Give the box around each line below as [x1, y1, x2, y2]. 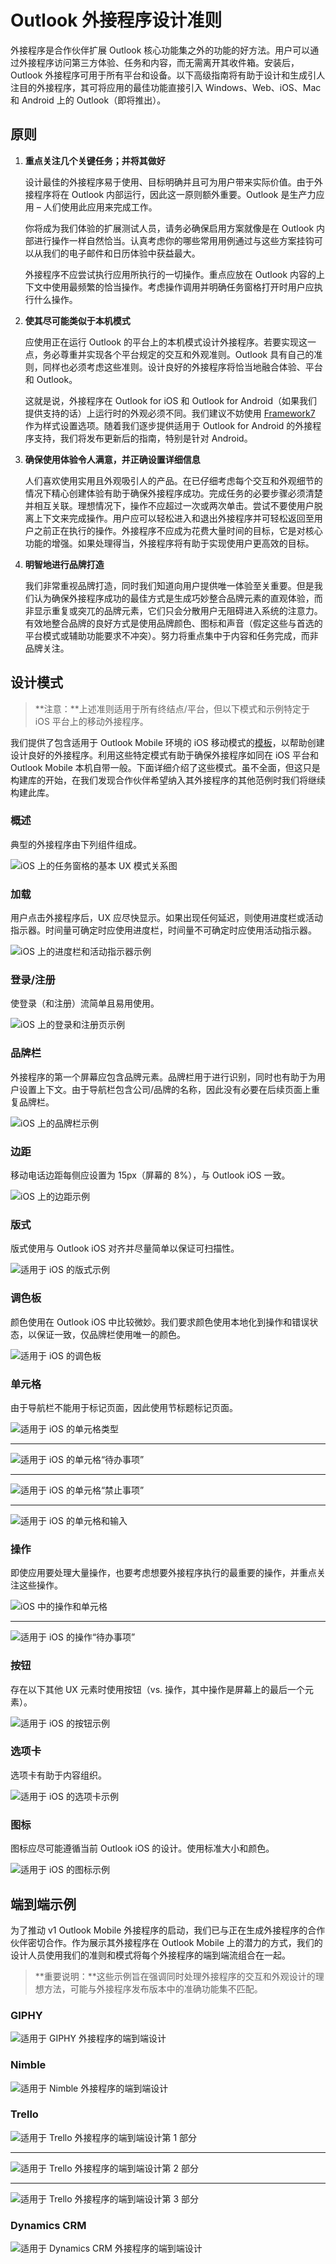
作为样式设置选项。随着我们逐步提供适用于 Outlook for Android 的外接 [24, 419, 313, 431]
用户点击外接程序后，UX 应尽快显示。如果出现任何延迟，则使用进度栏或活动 [10, 912, 323, 924]
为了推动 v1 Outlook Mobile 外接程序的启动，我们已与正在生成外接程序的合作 [10, 1924, 326, 1936]
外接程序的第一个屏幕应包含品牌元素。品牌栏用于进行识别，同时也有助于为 [10, 1071, 317, 1083]
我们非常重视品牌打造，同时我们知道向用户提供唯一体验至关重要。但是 [24, 579, 315, 591]
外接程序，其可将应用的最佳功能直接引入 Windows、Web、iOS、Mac [36, 81, 322, 93]
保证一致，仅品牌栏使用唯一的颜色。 [36, 1328, 186, 1340]
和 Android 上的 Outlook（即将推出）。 [10, 94, 167, 106]
